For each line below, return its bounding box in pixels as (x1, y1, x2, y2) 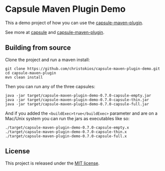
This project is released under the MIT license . (5, 160, 100, 166)
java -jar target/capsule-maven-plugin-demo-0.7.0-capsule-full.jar (5, 102, 149, 106)
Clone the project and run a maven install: (5, 57, 90, 63)
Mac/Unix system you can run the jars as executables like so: (5, 115, 130, 121)
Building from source (5, 43, 71, 52)
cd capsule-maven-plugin (5, 70, 56, 75)
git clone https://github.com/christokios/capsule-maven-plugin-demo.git (5, 66, 161, 71)
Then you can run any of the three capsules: (5, 83, 95, 89)
